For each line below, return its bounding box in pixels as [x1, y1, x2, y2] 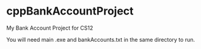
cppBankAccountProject [6, 4, 134, 18]
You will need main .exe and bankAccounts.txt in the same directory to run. [6, 36, 196, 43]
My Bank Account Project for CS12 [6, 24, 93, 31]
